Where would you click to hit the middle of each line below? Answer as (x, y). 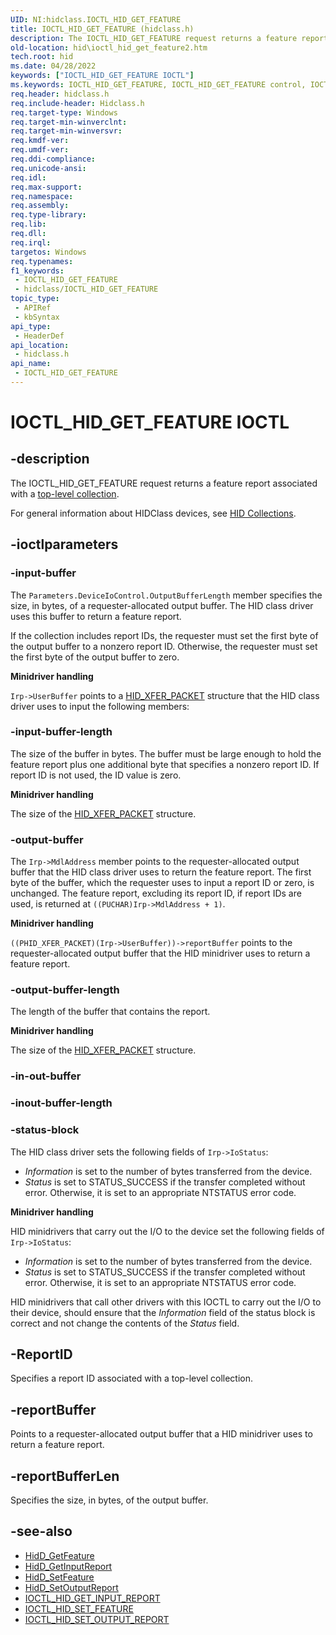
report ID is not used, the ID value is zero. (96, 775)
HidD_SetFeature (59, 1577)
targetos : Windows (48, 252)
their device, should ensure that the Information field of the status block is (163, 1312)
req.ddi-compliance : (53, 159)
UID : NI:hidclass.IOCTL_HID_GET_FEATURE (96, 19)
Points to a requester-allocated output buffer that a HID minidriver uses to (161, 1434)
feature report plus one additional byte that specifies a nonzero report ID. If (165, 764)
